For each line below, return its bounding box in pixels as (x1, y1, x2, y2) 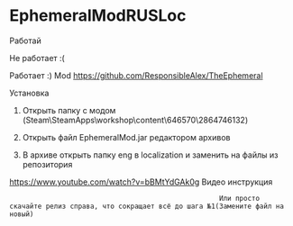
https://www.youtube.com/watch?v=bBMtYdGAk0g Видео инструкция (9, 176, 273, 187)
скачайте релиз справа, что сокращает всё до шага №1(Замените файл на (9, 202, 284, 211)
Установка (9, 87, 50, 98)
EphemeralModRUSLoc (9, 5, 187, 26)
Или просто (219, 194, 260, 203)
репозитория (22, 158, 73, 169)
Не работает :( (9, 52, 65, 63)
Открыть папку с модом (22, 104, 116, 115)
